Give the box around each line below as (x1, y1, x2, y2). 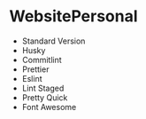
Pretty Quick (21, 91, 68, 103)
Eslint (21, 73, 42, 83)
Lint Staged (21, 83, 65, 93)
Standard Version (21, 36, 86, 46)
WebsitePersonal (9, 6, 139, 27)
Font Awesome (21, 101, 77, 112)
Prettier (21, 64, 50, 75)
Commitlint (21, 54, 62, 65)
